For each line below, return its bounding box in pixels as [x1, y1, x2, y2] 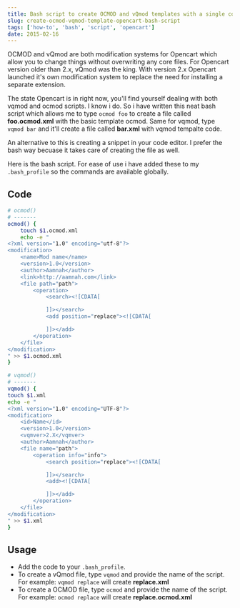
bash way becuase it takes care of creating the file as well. [7, 146, 180, 154]
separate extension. [7, 80, 66, 89]
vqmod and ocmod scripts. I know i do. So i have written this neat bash [7, 101, 216, 111]
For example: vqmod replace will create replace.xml [17, 578, 169, 587]
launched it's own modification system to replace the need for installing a [7, 73, 223, 81]
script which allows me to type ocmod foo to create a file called [7, 109, 191, 118]
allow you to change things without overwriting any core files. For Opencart [7, 58, 229, 66]
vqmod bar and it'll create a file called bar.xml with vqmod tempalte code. [7, 124, 222, 133]
